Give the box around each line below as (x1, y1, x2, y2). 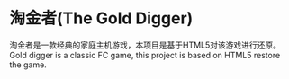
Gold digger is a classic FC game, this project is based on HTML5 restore (9, 49, 281, 60)
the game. (9, 59, 47, 70)
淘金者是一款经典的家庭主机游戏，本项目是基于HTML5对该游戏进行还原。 (9, 39, 282, 50)
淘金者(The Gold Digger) (9, 8, 194, 29)
